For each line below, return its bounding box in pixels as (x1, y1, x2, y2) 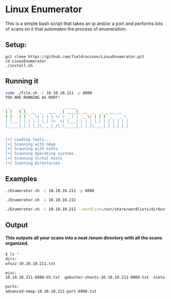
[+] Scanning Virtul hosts (5, 156, 63, 161)
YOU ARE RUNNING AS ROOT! (5, 95, 60, 100)
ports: (5, 284, 19, 289)
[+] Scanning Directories (5, 160, 60, 166)
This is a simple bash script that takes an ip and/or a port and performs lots (5, 20, 163, 26)
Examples (5, 175, 37, 183)
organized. (5, 240, 29, 247)
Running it (5, 77, 39, 86)
